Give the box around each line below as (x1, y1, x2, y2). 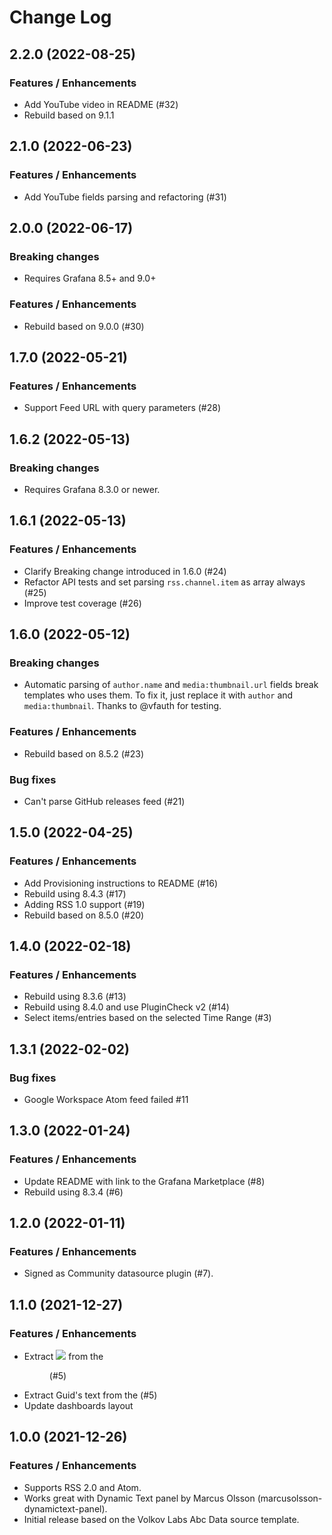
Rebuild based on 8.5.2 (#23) (23, 747, 145, 760)
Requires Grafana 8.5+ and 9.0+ (23, 272, 157, 285)
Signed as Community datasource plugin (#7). (23, 1267, 214, 1280)
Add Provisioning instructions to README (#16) (23, 877, 219, 889)
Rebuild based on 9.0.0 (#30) (23, 320, 145, 332)
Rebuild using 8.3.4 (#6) (23, 1186, 124, 1198)
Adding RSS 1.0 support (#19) (23, 898, 146, 910)
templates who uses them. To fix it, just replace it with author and (23, 689, 294, 701)
